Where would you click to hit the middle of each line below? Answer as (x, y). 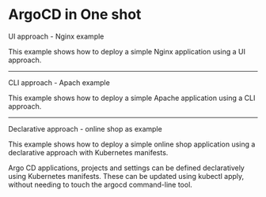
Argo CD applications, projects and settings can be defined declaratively (127, 168)
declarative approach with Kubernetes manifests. (88, 152)
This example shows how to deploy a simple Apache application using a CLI (132, 98)
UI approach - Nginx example (56, 36)
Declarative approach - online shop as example (85, 128)
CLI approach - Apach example (59, 82)
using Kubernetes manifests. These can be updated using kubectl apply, (126, 176)
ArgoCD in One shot (75, 15)
